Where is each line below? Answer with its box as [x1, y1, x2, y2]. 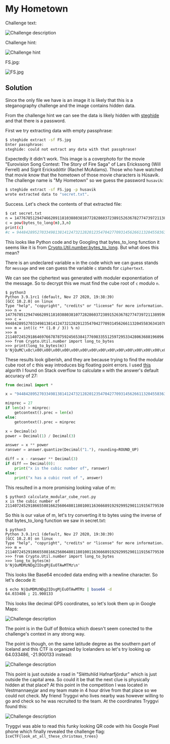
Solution [5, 84, 32, 92]
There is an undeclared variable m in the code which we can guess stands [5, 259, 158, 266]
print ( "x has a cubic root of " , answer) [14, 475, 103, 480]
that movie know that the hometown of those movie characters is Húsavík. [5, 172, 160, 178]
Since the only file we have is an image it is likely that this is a [5, 97, 133, 103]
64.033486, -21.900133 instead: [5, 652, 72, 658]
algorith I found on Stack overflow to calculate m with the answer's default [5, 367, 159, 373]
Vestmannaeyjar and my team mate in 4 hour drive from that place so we [5, 687, 157, 693]
